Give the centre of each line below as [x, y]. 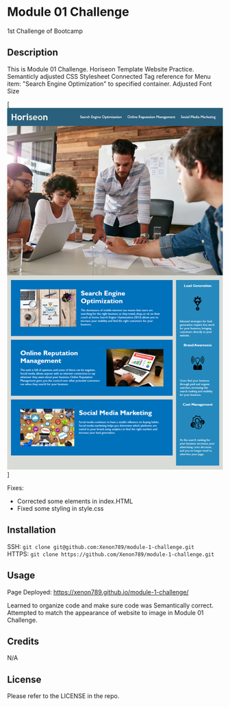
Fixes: [15, 488]
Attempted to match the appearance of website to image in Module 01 [105, 612]
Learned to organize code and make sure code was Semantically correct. [111, 605]
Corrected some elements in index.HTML [75, 501]
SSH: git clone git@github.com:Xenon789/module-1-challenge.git [101, 546]
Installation [31, 530]
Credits [23, 641]
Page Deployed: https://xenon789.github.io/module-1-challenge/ [98, 592]
